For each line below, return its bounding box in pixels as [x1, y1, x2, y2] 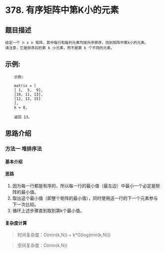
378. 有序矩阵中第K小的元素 [5, 4, 119, 16]
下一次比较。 [12, 201, 39, 207]
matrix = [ [14, 83, 37, 88]
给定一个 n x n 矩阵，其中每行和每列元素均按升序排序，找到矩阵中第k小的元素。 [5, 40, 149, 45]
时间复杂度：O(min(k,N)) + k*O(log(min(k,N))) [17, 232, 111, 238]
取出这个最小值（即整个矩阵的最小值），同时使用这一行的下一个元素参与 [12, 195, 158, 201]
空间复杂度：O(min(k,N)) [17, 243, 68, 249]
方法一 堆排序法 [5, 145, 42, 152]
